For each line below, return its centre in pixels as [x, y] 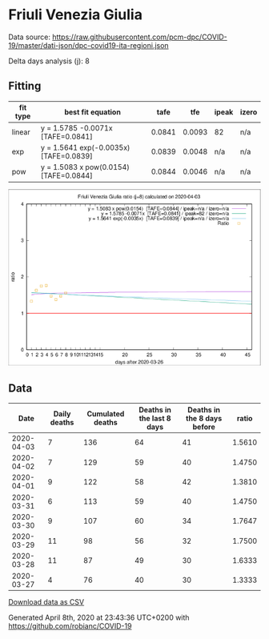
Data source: [29, 37]
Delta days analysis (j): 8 [49, 61]
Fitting [25, 86]
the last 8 [155, 418]
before [204, 427]
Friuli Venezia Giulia [75, 15]
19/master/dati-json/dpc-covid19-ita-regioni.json [89, 45]
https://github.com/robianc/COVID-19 [70, 626]
